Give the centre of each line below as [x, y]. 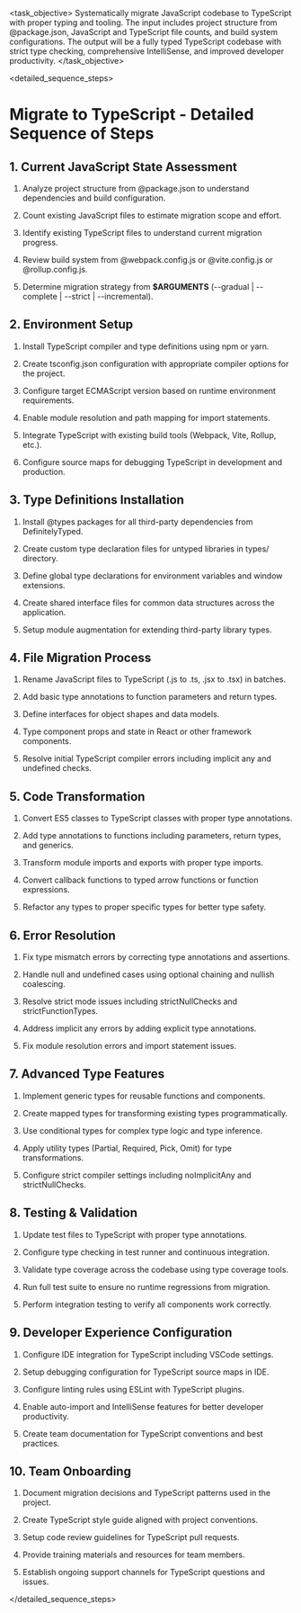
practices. [41, 1443]
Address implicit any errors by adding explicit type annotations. [139, 1028]
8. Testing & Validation [73, 1213]
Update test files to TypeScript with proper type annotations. [134, 1234]
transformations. [53, 1157]
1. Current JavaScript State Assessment [124, 167]
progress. [40, 242]
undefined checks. [57, 768]
